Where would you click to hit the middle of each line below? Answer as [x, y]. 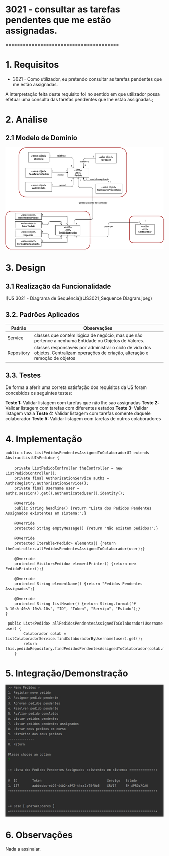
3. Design [25, 268]
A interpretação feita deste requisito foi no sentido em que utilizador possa [82, 94]
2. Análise [26, 120]
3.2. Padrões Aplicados [43, 314]
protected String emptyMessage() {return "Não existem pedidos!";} [86, 529]
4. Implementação [44, 439]
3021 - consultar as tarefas [63, 9]
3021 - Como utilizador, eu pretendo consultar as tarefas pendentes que [87, 79]
